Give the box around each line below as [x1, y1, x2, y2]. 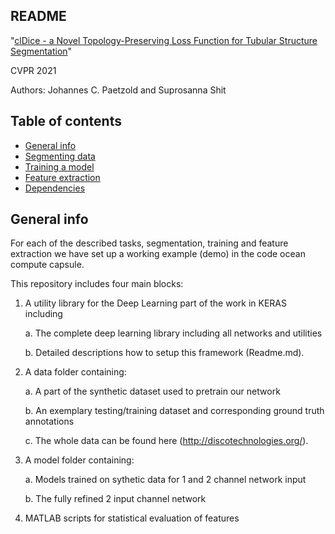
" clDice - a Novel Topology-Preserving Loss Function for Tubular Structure [10, 34, 318, 46]
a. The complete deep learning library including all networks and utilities [24, 327, 323, 339]
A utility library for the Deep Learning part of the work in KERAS [24, 297, 287, 309]
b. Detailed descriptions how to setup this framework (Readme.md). [24, 347, 305, 359]
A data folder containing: [24, 366, 127, 378]
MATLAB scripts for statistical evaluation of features [24, 512, 240, 524]
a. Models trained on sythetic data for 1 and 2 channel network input [24, 474, 307, 486]
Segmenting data [24, 150, 96, 162]
